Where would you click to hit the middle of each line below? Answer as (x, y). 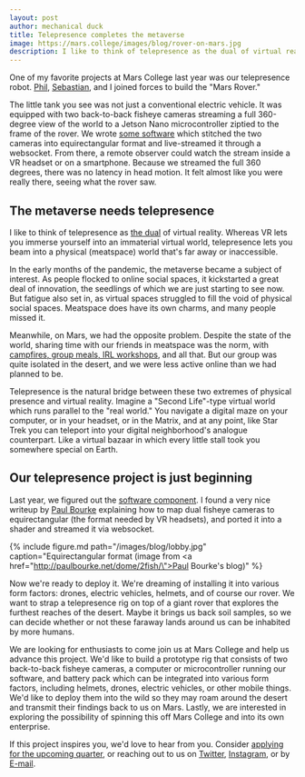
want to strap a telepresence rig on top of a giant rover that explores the (144, 603)
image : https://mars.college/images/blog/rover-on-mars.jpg (126, 43)
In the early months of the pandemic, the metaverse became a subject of (146, 269)
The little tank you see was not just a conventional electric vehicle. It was (146, 105)
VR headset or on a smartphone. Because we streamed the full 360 (135, 163)
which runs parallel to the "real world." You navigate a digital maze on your (149, 411)
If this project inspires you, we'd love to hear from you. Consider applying (147, 744)
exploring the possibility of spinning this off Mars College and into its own (147, 717)
